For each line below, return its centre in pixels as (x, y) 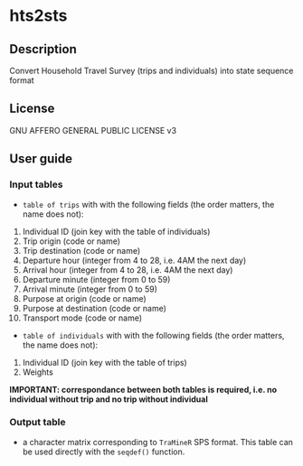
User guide (41, 159)
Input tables (36, 184)
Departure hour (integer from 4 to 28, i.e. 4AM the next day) (134, 260)
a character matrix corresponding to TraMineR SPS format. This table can (158, 442)
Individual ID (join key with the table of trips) (104, 362)
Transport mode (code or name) (82, 318)
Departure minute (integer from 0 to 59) (96, 279)
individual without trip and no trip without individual (109, 399)
